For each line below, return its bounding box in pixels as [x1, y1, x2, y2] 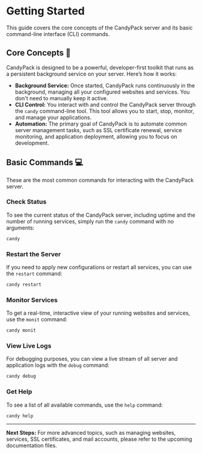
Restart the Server [6, 250, 61, 258]
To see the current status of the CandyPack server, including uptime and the [6, 211, 195, 219]
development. [14, 139, 49, 147]
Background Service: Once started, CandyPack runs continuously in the [14, 82, 195, 89]
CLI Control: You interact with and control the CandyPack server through [14, 101, 196, 108]
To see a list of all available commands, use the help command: [6, 401, 164, 408]
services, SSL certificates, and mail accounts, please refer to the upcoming [6, 435, 192, 443]
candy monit [6, 327, 36, 334]
